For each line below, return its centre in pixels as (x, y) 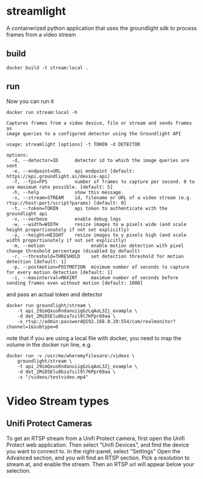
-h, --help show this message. (68, 192)
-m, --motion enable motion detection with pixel (98, 246)
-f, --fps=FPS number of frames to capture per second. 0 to (103, 182)
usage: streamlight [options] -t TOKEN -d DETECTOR (73, 144)
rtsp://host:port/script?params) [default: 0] (66, 203)
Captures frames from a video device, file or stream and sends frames (99, 123)
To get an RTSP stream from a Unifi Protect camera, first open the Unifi (95, 438)
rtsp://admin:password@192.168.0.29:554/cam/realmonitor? (100, 321)
